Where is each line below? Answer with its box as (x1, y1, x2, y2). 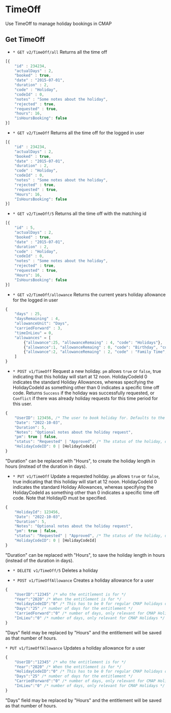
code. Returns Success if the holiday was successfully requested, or (12, 390, 155, 396)
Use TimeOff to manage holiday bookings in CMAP (5, 20, 112, 27)
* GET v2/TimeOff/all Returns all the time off (12, 49, 107, 55)
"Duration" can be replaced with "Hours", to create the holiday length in (5, 458, 155, 464)
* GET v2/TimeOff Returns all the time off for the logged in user (12, 130, 145, 136)
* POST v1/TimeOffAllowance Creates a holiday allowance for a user (12, 577, 154, 583)
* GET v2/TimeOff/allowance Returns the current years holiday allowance (12, 291, 166, 297)
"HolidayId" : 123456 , (14, 509, 60, 514)
